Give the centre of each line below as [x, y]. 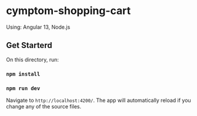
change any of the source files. [44, 106]
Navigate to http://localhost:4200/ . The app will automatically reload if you [98, 100]
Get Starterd [29, 45]
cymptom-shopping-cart [69, 11]
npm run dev [23, 88]
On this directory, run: [33, 59]
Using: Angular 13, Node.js [38, 27]
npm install [23, 74]
